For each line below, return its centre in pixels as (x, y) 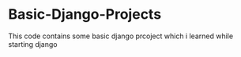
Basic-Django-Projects (85, 14)
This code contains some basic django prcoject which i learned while (121, 36)
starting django (33, 44)
